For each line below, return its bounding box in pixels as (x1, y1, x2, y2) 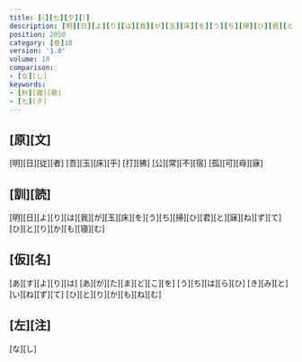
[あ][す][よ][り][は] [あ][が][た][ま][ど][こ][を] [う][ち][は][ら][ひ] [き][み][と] (9, 278, 289, 288)
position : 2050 (9, 30, 67, 39)
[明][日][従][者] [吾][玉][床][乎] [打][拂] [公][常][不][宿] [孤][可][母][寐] (9, 158, 263, 169)
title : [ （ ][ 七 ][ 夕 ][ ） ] (9, 13, 91, 22)
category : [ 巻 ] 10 (9, 38, 74, 48)
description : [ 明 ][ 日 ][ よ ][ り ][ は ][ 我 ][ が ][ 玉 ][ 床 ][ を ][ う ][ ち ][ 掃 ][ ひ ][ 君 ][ (9, 22, 288, 31)
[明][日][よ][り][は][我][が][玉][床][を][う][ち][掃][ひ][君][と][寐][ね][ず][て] (9, 212, 282, 223)
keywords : (9, 80, 47, 89)
